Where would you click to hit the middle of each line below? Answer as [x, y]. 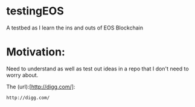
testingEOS [35, 11]
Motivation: [36, 52]
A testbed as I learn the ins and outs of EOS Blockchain [75, 28]
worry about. [22, 75]
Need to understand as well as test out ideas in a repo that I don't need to [97, 69]
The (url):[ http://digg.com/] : [41, 87]
